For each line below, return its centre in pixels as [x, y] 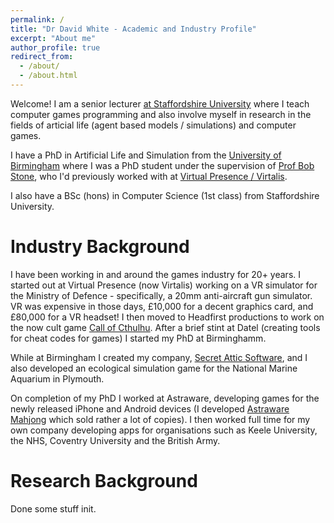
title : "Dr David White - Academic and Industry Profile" [133, 29]
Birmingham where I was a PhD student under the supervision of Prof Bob [162, 165]
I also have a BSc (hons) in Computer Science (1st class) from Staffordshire [165, 195]
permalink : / [37, 19]
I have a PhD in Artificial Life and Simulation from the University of [146, 155]
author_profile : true [55, 47]
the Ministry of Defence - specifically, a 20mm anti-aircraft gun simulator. [161, 295]
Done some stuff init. [53, 508]
